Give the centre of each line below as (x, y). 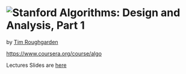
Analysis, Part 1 (46, 25)
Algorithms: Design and (120, 13)
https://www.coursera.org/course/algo (54, 53)
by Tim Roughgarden (32, 42)
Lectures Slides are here (36, 65)
